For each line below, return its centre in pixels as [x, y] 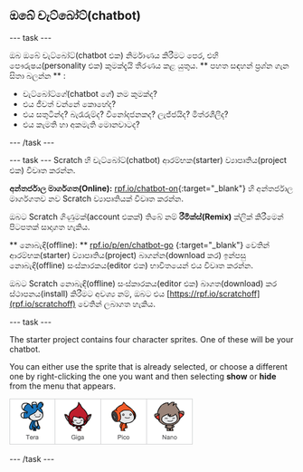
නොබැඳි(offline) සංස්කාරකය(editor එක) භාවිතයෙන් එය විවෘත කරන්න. [131, 265]
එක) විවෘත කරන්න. [43, 170]
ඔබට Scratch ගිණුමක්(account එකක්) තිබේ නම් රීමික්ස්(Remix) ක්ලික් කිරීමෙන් [147, 217]
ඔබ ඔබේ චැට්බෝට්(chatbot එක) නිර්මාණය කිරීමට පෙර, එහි [114, 55]
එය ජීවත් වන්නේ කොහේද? [69, 103]
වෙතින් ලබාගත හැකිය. [117, 303]
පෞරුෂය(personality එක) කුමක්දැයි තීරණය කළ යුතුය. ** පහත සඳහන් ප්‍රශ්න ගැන [149, 65]
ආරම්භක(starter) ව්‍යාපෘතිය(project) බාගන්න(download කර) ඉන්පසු [128, 255]
